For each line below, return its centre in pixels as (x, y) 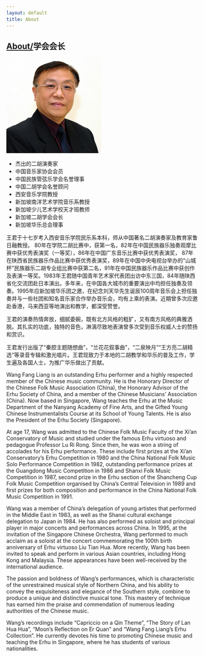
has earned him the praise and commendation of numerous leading (90, 605)
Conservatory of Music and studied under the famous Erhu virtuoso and (96, 438)
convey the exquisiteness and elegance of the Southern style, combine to (98, 592)
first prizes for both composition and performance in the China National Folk (102, 490)
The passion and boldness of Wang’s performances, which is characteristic (100, 578)
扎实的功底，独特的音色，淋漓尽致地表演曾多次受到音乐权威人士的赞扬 (110, 327)
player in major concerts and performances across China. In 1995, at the (97, 528)
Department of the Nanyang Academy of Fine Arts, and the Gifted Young (97, 407)
